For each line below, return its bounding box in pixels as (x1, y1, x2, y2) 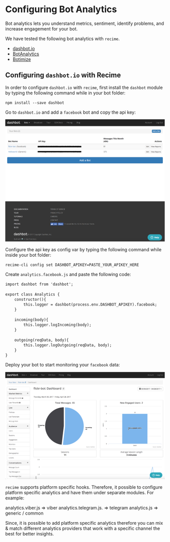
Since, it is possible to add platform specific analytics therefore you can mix (5, 520, 163, 526)
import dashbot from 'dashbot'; (5, 282, 73, 287)
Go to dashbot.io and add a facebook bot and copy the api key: (5, 109, 136, 115)
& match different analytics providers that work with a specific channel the (5, 525, 160, 531)
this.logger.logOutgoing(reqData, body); (23, 343, 112, 348)
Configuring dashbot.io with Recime (5, 71, 121, 80)
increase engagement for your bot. (5, 25, 78, 31)
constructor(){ (14, 297, 47, 302)
